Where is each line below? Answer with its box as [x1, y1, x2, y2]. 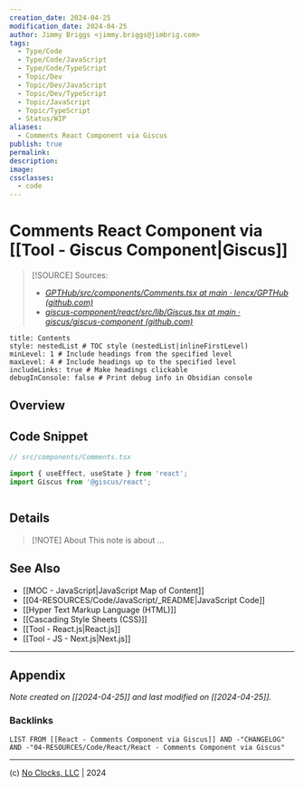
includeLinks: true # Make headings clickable [9, 366, 188, 375]
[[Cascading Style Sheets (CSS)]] [22, 613, 147, 625]
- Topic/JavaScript [17, 97, 91, 107]
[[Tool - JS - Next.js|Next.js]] [22, 633, 131, 644]
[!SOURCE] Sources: [31, 270, 109, 281]
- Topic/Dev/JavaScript [17, 81, 107, 90]
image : [9, 165, 34, 174]
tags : [9, 38, 30, 48]
